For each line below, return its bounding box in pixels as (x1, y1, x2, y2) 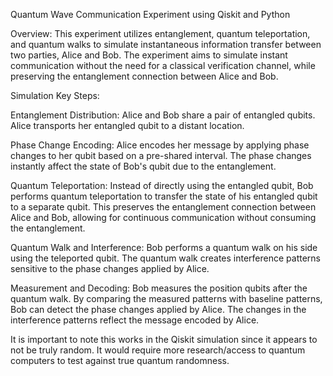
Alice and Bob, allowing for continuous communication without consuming (10, 212, 317, 223)
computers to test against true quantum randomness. (10, 355, 230, 366)
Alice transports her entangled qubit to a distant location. (10, 120, 245, 131)
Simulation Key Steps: (10, 90, 100, 101)
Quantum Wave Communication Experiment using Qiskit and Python (10, 9, 291, 20)
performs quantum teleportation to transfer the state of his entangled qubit (10, 190, 318, 202)
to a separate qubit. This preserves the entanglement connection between (10, 201, 317, 213)
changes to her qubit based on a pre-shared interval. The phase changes (10, 150, 312, 161)
